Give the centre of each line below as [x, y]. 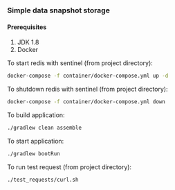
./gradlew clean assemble [44, 128]
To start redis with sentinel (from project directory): [80, 63]
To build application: [36, 115]
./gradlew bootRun [34, 154]
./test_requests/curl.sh [43, 180]
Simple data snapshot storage [59, 10]
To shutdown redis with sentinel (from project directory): [87, 89]
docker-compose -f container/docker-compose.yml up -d [88, 76]
